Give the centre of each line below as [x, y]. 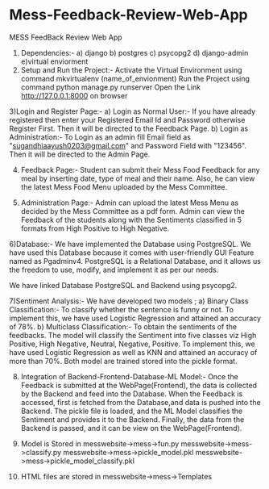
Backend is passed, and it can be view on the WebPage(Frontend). [131, 428]
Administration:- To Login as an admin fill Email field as [100, 137]
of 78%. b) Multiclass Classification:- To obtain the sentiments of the [123, 326]
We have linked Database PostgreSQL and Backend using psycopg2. [123, 285]
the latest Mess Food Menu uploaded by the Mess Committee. [124, 186]
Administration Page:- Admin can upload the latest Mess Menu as [130, 203]
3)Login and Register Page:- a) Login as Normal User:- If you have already [132, 111]
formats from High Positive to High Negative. [95, 228]
